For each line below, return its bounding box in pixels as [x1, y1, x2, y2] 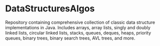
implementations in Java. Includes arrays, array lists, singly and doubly [5, 24, 151, 30]
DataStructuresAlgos [5, 3, 95, 14]
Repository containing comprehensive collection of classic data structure [5, 19, 156, 25]
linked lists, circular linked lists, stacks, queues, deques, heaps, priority [5, 30, 151, 36]
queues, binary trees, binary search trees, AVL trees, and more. [5, 35, 136, 41]
